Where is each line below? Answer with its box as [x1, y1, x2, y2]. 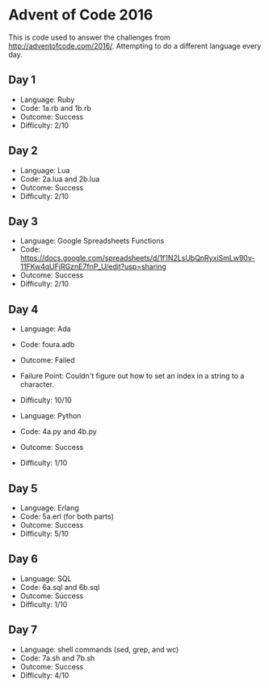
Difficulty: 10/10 [19, 395, 73, 406]
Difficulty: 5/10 [19, 529, 69, 538]
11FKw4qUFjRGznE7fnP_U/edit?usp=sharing [19, 261, 167, 272]
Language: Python [19, 411, 82, 421]
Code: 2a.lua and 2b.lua [19, 174, 100, 184]
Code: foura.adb [19, 340, 75, 350]
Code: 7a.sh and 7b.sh [19, 653, 95, 663]
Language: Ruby [19, 95, 75, 104]
